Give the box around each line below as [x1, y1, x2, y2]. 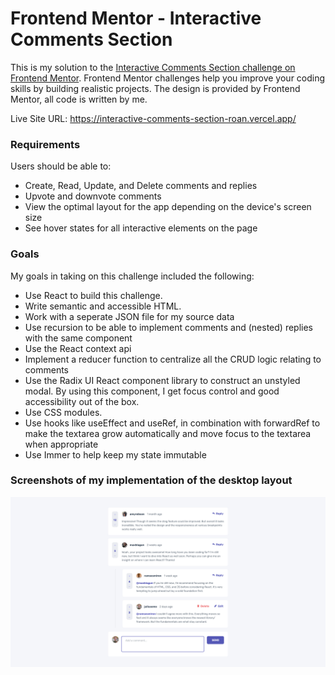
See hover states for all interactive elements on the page [24, 222, 258, 234]
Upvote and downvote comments [24, 190, 162, 202]
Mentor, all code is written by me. [10, 93, 148, 105]
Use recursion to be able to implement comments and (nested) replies [24, 321, 313, 333]
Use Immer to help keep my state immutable [24, 448, 207, 461]
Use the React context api [24, 342, 132, 354]
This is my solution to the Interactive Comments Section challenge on [10, 61, 296, 73]
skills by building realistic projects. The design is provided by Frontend [10, 82, 301, 94]
